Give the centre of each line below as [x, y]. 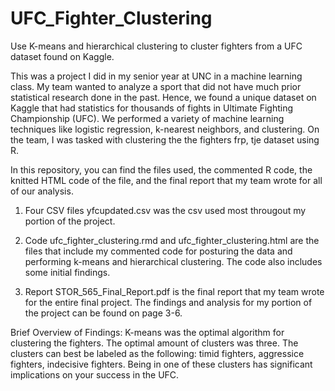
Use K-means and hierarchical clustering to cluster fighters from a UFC [156, 46]
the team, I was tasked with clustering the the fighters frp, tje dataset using [165, 139]
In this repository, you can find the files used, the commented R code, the [161, 169]
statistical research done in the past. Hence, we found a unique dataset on [163, 97]
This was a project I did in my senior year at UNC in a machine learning [156, 76]
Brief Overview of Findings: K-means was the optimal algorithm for [147, 332]
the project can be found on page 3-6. [103, 313]
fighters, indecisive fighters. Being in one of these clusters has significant [161, 364]
